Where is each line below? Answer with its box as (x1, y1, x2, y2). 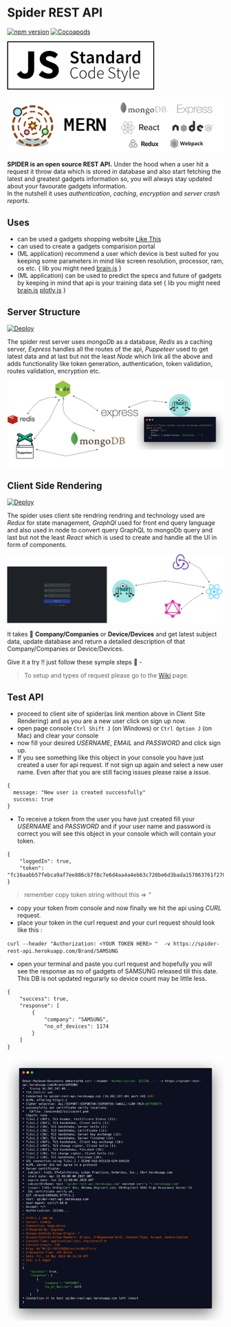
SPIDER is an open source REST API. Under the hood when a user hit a (7, 160, 209, 169)
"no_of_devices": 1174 (43, 1023, 109, 1030)
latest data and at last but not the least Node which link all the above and (7, 352, 213, 360)
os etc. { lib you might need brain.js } (16, 264, 122, 272)
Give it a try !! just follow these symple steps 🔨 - (7, 658, 142, 667)
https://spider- (173, 940, 220, 947)
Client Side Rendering (7, 479, 102, 491)
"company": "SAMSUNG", (43, 1016, 109, 1023)
